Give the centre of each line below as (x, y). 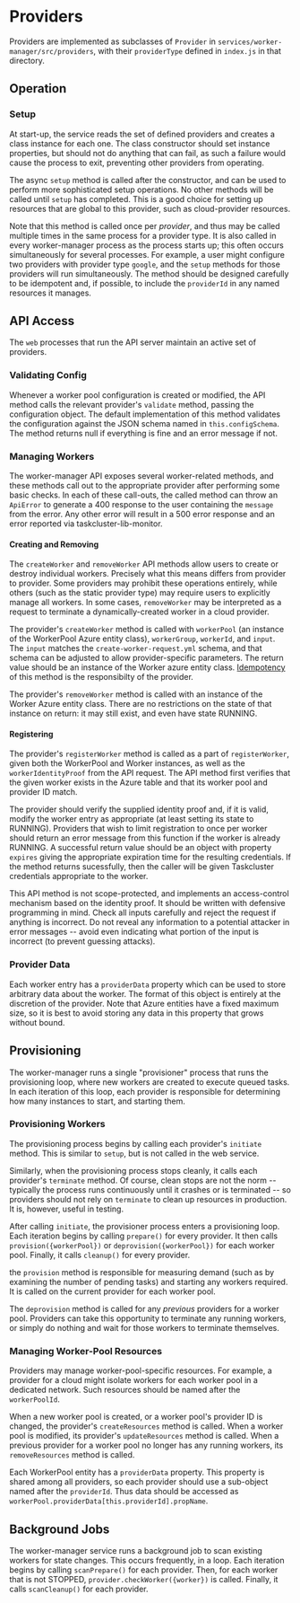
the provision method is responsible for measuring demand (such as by (142, 1272)
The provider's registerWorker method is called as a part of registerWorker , (149, 754)
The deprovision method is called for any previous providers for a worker (144, 1308)
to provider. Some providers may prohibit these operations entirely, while (143, 583)
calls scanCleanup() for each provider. (79, 1589)
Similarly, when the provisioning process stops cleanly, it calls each (133, 1170)
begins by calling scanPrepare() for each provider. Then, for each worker (144, 1570)
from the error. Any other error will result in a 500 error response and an (142, 515)
